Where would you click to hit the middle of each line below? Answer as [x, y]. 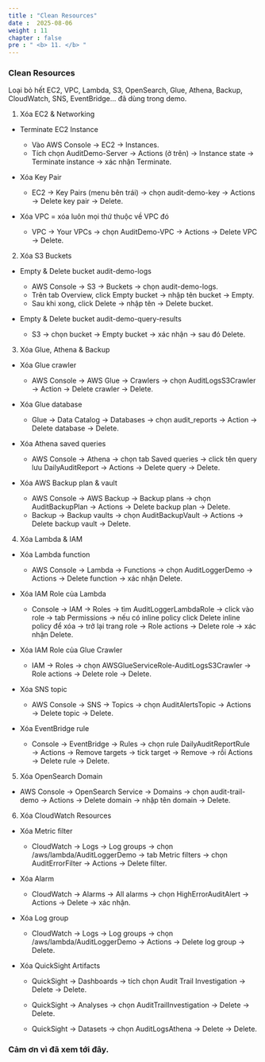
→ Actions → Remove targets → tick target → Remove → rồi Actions [142, 753]
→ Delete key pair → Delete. [77, 201]
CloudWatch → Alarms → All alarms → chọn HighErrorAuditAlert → [140, 894]
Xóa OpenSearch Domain [61, 776]
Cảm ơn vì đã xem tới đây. [59, 1049]
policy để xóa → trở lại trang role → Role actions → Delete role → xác [144, 626]
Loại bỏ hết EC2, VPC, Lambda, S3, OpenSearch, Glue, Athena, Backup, [126, 90]
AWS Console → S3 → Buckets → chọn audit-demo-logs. [125, 286]
